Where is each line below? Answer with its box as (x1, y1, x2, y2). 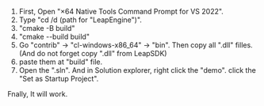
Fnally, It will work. (7, 89, 68, 98)
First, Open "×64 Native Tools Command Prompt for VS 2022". (18, 7, 224, 16)
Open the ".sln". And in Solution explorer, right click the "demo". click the (18, 66, 257, 74)
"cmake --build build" (18, 32, 90, 41)
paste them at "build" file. (18, 57, 103, 66)
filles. (235, 40, 253, 50)
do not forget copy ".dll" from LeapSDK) (36, 49, 167, 58)
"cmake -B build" (18, 24, 75, 32)
